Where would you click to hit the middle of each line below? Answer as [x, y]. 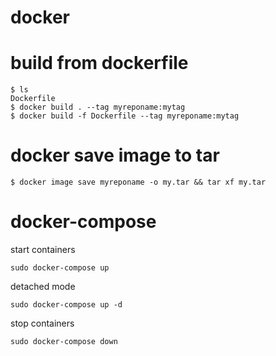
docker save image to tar [115, 155]
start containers [43, 249]
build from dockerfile [99, 63]
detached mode [43, 286]
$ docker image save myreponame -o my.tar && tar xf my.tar [138, 182]
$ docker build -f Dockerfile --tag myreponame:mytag [125, 116]
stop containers [42, 323]
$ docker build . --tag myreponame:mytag [98, 107]
